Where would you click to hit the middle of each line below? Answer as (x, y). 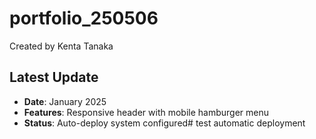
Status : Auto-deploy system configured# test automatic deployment (164, 123)
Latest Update (54, 77)
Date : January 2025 (65, 101)
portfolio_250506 (84, 18)
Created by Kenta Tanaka (61, 46)
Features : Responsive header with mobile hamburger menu (146, 112)
